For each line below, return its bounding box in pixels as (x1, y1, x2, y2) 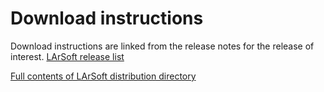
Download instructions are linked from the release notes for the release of (10, 40, 315, 52)
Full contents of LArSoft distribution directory (10, 70, 197, 82)
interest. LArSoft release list (10, 50, 125, 62)
